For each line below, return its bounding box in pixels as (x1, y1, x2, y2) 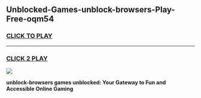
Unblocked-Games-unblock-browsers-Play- (6, 5, 175, 15)
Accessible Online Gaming (6, 85, 74, 92)
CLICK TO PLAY (6, 32, 53, 40)
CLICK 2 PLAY (6, 54, 48, 62)
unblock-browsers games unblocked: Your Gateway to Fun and (6, 78, 166, 86)
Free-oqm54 (6, 14, 54, 24)
